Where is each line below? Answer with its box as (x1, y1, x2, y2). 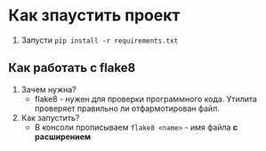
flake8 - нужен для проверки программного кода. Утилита (34, 93, 257, 104)
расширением (34, 131, 91, 142)
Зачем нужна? (20, 83, 77, 94)
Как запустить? (20, 112, 80, 123)
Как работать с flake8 (8, 60, 136, 75)
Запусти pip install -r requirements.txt (20, 35, 179, 45)
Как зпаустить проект (8, 5, 181, 26)
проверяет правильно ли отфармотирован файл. (34, 103, 220, 114)
